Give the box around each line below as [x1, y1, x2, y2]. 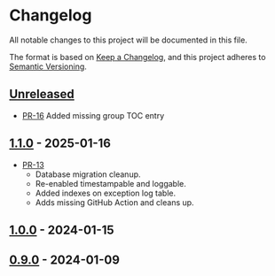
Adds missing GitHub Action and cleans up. [35, 196, 194, 208]
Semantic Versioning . [9, 61, 87, 72]
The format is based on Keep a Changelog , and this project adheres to [9, 51, 266, 62]
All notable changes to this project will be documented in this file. [9, 34, 248, 45]
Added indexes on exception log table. [35, 188, 177, 198]
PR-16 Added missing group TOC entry [21, 110, 165, 120]
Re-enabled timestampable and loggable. [35, 178, 186, 188]
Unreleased [9, 87, 75, 102]
